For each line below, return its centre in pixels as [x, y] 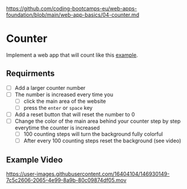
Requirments [30, 74]
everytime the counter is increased [57, 128]
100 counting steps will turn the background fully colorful [93, 134]
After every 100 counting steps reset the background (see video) [102, 141]
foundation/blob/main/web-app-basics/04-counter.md [73, 15]
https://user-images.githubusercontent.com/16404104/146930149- [88, 174]
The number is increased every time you [64, 94]
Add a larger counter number [50, 87]
